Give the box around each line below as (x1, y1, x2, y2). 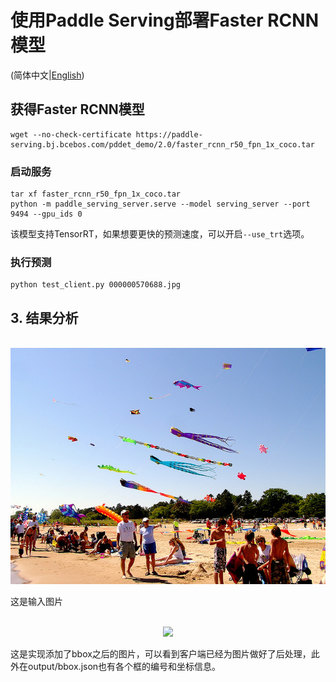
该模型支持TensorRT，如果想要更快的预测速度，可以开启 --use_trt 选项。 (10, 228, 310, 240)
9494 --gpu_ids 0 (10, 209, 83, 220)
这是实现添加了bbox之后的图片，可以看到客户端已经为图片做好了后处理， (10, 648, 312, 660)
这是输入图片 (10, 596, 63, 608)
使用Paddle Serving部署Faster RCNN (10, 9, 319, 32)
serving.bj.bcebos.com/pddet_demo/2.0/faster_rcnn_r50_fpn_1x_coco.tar (10, 139, 315, 150)
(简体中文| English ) (10, 69, 85, 81)
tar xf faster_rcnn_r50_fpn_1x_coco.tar (10, 189, 182, 200)
